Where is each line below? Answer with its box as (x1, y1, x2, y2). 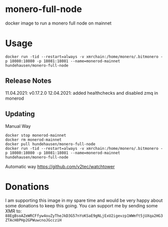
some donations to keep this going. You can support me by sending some (5, 203, 158, 209)
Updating (5, 110, 35, 118)
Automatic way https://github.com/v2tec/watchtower (5, 163, 115, 169)
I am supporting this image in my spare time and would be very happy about (5, 197, 163, 203)
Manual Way (5, 123, 31, 129)
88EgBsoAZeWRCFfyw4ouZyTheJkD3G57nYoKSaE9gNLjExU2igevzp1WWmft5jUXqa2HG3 (5, 213, 163, 218)
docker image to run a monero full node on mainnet (5, 20, 112, 26)
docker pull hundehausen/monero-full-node (5, 141, 96, 146)
